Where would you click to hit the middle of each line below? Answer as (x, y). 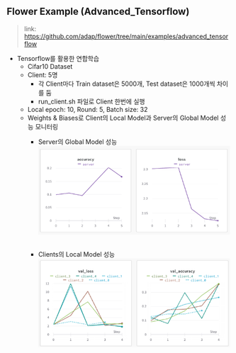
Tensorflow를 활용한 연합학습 (58, 58)
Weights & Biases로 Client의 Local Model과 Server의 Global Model (123, 118)
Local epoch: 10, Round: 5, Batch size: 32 (88, 109)
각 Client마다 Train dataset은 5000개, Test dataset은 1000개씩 (127, 84)
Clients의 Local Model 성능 (76, 254)
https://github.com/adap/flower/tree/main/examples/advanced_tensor (126, 36)
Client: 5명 (43, 74)
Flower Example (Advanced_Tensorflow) (98, 12)
